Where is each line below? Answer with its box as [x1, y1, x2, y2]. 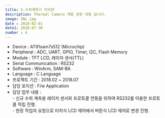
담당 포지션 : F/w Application [12, 83, 69, 89]
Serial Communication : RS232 [12, 60, 75, 66]
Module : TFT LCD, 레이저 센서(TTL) [12, 55, 84, 61]
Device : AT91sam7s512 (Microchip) [12, 44, 85, 49]
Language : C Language [12, 71, 61, 77]
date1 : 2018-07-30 [5, 26, 43, 31]
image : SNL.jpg [5, 16, 36, 21]
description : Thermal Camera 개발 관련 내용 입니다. [5, 12, 106, 17]
